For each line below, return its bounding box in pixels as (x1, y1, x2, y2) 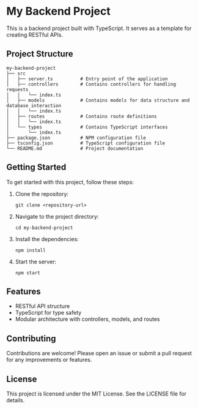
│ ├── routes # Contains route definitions (6, 113, 157, 119)
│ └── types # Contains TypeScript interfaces (6, 124, 168, 130)
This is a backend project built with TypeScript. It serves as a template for (6, 24, 192, 32)
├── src (6, 70, 26, 77)
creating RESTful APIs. (6, 31, 63, 38)
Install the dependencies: (15, 235, 79, 242)
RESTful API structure (15, 302, 70, 310)
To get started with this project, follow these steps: (6, 178, 134, 186)
